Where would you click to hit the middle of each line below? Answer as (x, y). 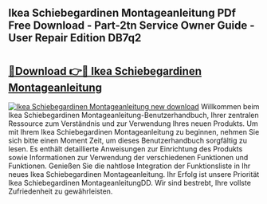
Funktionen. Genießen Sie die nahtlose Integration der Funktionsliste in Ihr (130, 166)
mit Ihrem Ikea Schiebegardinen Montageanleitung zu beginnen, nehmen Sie (134, 132)
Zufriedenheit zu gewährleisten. (61, 191)
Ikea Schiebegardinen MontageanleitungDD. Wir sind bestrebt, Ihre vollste (130, 183)
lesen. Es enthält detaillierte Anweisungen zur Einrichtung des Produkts (126, 149)
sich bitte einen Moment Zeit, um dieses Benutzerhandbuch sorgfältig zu (128, 140)
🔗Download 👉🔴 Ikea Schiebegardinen (105, 71)
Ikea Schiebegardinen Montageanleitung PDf (122, 13)
